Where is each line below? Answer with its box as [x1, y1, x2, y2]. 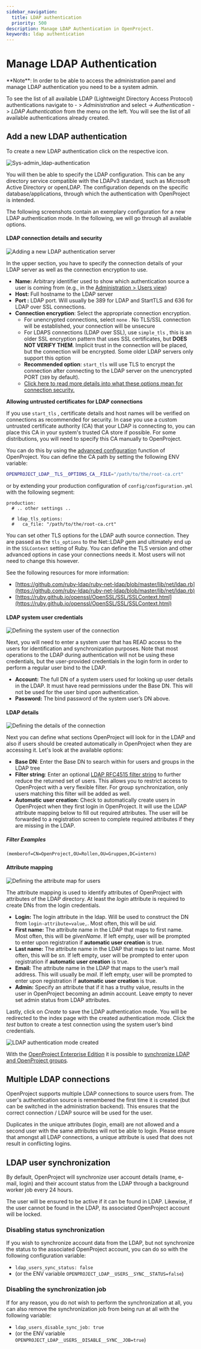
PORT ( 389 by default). [23, 373, 80, 381]
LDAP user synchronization [6, 1157, 111, 1167]
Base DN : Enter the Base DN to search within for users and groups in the [14, 758, 195, 766]
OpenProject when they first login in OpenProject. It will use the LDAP [14, 803, 187, 810]
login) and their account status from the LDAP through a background [19, 1180, 189, 1187]
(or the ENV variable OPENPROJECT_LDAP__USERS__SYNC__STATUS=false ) [14, 1270, 184, 1277]
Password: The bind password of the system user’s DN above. [14, 695, 170, 702]
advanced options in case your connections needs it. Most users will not [6, 551, 185, 558]
